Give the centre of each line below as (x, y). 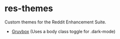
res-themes (29, 9)
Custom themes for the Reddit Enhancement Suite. (55, 22)
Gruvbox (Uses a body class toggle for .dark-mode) (63, 31)
